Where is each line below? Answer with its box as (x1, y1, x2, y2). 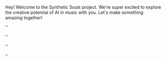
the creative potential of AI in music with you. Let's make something (5, 9, 144, 15)
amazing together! (5, 15, 43, 20)
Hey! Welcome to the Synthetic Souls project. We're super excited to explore (5, 4, 162, 10)
